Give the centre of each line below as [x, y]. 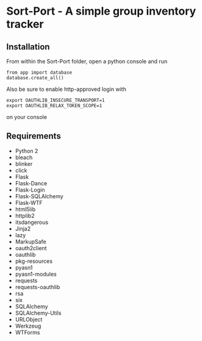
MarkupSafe [31, 242]
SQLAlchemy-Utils [38, 313]
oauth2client [31, 248]
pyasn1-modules [36, 274]
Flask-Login [30, 190]
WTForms [27, 332]
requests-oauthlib [38, 287]
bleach [24, 157]
